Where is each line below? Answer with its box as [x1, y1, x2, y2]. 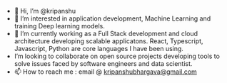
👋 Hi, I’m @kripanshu [14, 7, 76, 15]
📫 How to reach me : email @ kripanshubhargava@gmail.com [14, 67, 198, 76]
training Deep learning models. [14, 22, 105, 30]
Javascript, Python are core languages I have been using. [14, 45, 184, 52]
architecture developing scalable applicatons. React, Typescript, [14, 37, 203, 45]
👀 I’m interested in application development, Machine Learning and [14, 14, 211, 23]
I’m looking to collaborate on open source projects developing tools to [14, 52, 220, 60]
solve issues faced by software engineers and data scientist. [14, 60, 193, 67]
